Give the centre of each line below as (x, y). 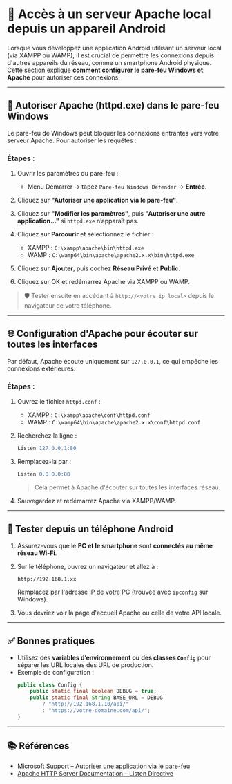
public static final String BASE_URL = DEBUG (97, 698)
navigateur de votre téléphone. (68, 306)
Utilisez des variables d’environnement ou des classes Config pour (114, 657)
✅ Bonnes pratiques (51, 641)
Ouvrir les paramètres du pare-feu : (68, 174)
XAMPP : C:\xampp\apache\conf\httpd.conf (89, 415)
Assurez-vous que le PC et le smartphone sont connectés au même (115, 545)
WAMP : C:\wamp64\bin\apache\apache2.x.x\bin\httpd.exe (111, 255)
